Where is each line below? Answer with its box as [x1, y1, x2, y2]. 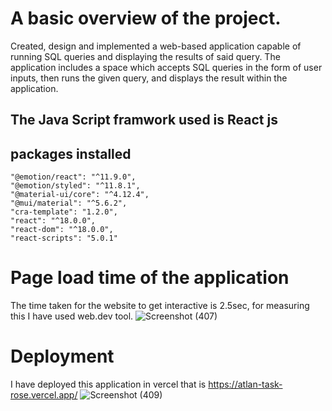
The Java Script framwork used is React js [10, 112, 278, 129]
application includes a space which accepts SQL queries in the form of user [10, 61, 323, 73]
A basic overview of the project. [10, 7, 282, 30]
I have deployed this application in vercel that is [10, 378, 207, 391]
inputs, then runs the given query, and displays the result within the [10, 72, 288, 84]
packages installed [10, 145, 132, 162]
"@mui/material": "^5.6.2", [10, 198, 128, 209]
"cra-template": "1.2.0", [10, 207, 118, 217]
